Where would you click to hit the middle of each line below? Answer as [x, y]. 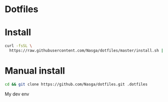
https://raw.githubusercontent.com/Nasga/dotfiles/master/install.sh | [87, 50]
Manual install [35, 71]
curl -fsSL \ [18, 46]
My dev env [17, 94]
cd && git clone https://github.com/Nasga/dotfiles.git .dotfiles [76, 84]
